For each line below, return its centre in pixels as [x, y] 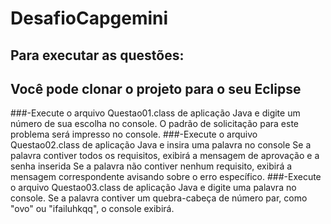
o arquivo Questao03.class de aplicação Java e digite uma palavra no [153, 188]
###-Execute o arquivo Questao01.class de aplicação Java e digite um [155, 113]
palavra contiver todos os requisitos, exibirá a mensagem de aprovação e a [165, 156]
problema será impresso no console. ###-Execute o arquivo [134, 134]
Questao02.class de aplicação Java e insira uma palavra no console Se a [161, 145]
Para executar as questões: [97, 55]
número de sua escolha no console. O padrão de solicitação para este [154, 124]
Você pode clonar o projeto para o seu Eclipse [156, 88]
